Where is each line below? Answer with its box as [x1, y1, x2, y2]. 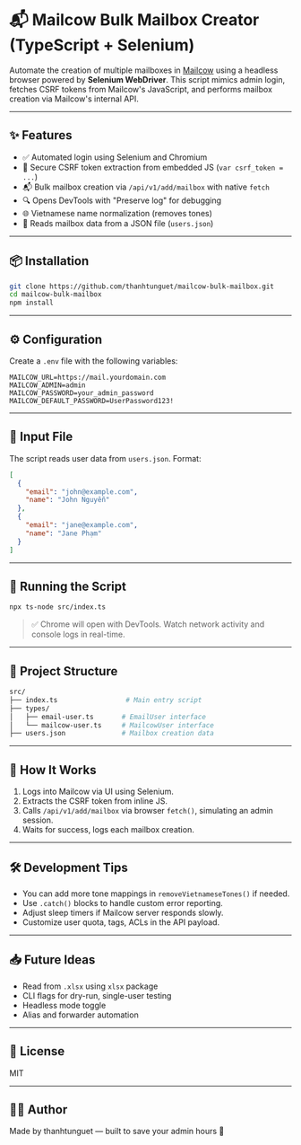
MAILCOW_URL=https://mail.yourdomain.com [9, 373, 167, 382]
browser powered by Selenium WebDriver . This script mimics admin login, [9, 74, 285, 84]
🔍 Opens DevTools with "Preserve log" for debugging [21, 195, 222, 206]
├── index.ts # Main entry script [9, 695, 202, 704]
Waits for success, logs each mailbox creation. [21, 824, 194, 835]
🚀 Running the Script [9, 578, 127, 594]
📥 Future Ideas [9, 952, 96, 968]
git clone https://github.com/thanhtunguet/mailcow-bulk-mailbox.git [9, 282, 275, 291]
